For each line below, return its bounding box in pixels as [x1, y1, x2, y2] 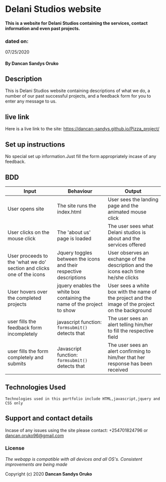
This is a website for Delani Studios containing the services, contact [5, 20, 148, 26]
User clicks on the [7, 229, 49, 236]
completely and [7, 354, 43, 361]
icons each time [108, 268, 145, 274]
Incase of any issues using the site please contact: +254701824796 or [5, 427, 148, 433]
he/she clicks [108, 274, 139, 281]
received [108, 366, 128, 373]
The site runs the [57, 202, 96, 209]
